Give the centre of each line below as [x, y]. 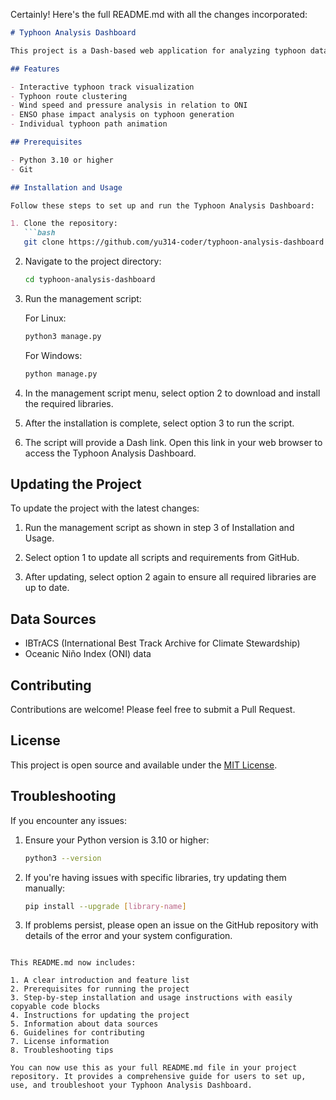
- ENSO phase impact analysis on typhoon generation [122, 115]
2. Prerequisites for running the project [100, 989]
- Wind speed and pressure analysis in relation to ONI [129, 105]
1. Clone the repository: [64, 224]
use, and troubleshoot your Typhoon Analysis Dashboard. [131, 1085]
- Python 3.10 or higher [62, 160]
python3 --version [63, 858]
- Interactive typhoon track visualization [102, 87]
